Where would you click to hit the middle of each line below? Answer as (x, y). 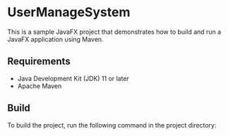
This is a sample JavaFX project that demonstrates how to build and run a (114, 32)
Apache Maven (40, 86)
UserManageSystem (69, 12)
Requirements (39, 62)
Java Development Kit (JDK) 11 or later (73, 78)
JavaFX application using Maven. (55, 39)
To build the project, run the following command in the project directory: (112, 125)
